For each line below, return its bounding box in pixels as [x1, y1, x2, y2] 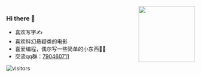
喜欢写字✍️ [14, 29, 43, 36]
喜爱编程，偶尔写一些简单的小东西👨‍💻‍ [14, 45, 106, 53]
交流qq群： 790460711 [14, 53, 69, 60]
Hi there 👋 [6, 14, 36, 23]
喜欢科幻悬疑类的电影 [14, 38, 68, 45]
